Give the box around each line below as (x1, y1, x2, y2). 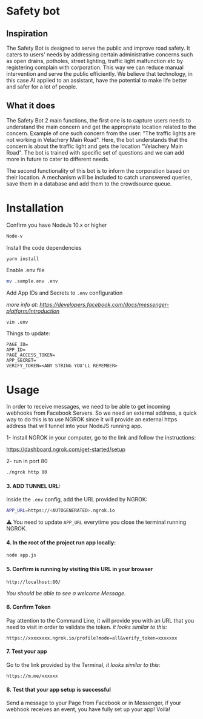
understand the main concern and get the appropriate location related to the (6, 123, 197, 130)
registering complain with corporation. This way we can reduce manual (6, 64, 184, 71)
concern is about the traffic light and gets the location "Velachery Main (6, 142, 184, 150)
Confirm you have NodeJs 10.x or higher (6, 221, 107, 229)
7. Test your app (6, 647, 47, 655)
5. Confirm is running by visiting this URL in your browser (6, 565, 153, 572)
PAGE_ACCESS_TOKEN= (6, 352, 56, 358)
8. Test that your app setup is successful (6, 686, 111, 693)
